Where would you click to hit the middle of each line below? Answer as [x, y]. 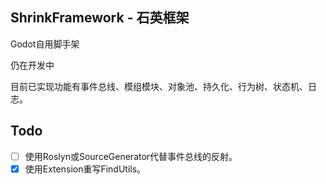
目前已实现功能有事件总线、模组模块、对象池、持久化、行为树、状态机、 [159, 86]
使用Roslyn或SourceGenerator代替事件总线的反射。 [131, 156]
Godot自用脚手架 [45, 44]
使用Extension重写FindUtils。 [85, 169]
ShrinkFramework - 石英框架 [100, 18]
